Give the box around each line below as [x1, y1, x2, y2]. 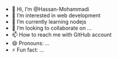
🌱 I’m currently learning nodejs [11, 18, 87, 25]
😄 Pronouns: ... [11, 40, 50, 47]
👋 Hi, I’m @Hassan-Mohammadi [11, 6, 90, 12]
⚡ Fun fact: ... [11, 46, 44, 53]
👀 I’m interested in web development [11, 12, 101, 19]
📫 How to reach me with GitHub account [11, 31, 112, 38]
